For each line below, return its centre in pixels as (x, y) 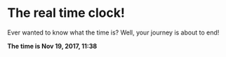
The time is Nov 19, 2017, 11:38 (52, 46)
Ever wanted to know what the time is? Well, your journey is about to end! (113, 32)
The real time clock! (66, 13)
